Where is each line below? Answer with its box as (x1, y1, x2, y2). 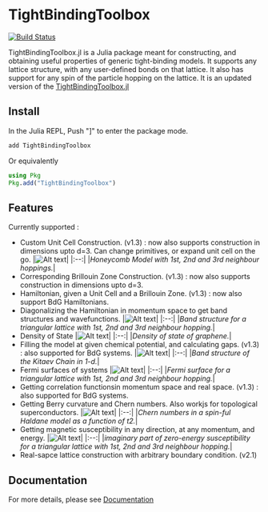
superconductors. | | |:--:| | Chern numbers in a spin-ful (19, 408, 231, 418)
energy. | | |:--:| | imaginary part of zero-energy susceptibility (19, 434, 250, 443)
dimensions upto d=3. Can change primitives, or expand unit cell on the (19, 246, 256, 256)
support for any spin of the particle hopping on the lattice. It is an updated (8, 73, 252, 82)
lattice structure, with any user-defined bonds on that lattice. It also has (8, 64, 244, 74)
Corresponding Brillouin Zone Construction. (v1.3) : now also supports (19, 272, 250, 282)
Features (8, 201, 54, 214)
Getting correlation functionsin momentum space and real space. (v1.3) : (19, 382, 258, 392)
